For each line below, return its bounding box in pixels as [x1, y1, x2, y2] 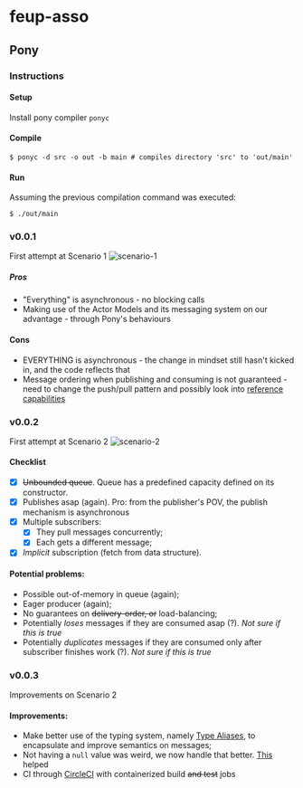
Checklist [9, 457, 47, 468]
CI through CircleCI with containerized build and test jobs [22, 769, 236, 780]
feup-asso [9, 6, 90, 27]
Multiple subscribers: [22, 517, 102, 527]
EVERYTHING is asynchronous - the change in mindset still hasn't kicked [22, 355, 295, 366]
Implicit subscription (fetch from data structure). [22, 547, 202, 558]
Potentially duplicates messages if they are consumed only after [22, 636, 262, 648]
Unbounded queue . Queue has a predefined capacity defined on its [22, 477, 275, 488]
